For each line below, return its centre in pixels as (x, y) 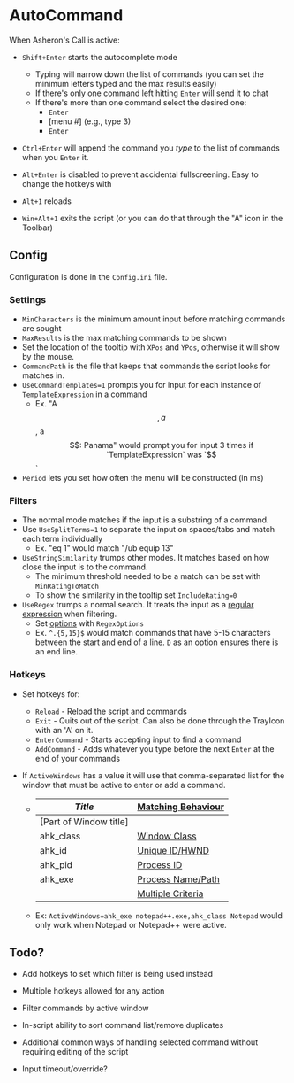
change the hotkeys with (67, 183)
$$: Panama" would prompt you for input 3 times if (162, 445)
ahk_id (53, 850)
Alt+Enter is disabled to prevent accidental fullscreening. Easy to (140, 174)
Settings (28, 299)
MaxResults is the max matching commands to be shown (124, 338)
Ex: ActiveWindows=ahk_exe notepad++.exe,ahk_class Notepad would (158, 915)
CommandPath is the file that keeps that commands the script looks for (146, 366)
